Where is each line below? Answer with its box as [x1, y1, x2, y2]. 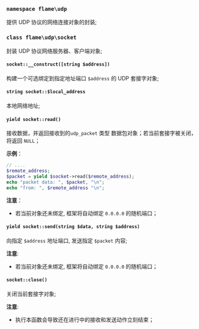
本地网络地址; [6, 102, 41, 109]
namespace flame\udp [6, 5, 68, 12]
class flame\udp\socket [6, 34, 77, 41]
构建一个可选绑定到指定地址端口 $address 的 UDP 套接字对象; [6, 74, 159, 81]
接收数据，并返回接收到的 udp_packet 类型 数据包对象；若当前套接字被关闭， [6, 130, 197, 137]
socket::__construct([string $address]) [6, 61, 111, 68]
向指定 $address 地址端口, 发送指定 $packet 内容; [6, 237, 128, 244]
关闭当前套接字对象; [6, 290, 57, 297]
